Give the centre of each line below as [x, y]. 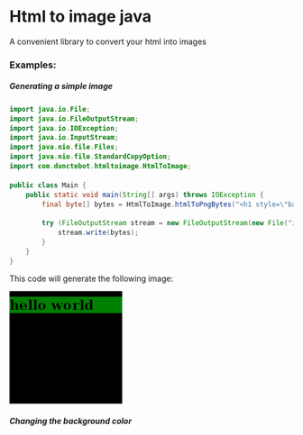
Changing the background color [71, 421]
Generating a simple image [61, 86]
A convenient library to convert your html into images [108, 41]
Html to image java [80, 17]
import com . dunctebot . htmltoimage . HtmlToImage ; [101, 167]
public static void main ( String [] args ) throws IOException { [145, 195]
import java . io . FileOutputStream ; [74, 119]
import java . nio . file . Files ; [64, 147]
